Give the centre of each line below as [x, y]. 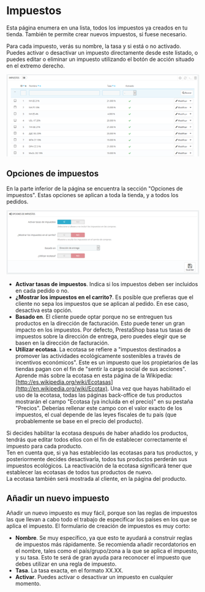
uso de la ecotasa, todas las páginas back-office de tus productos [99, 395]
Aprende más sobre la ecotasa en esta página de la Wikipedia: [94, 376]
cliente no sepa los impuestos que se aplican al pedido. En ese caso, [102, 304]
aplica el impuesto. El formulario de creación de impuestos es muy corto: [99, 526]
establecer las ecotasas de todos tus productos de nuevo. [80, 472]
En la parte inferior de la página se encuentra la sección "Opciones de [95, 189]
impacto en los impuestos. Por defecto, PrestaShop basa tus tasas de [103, 330]
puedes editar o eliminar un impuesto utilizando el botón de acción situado [100, 59]
